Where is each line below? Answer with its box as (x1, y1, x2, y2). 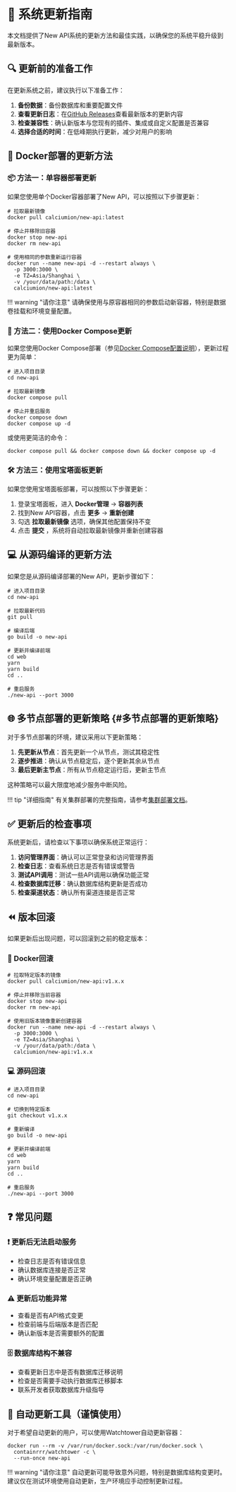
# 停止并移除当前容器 (7, 991, 61, 998)
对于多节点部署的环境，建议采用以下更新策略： (7, 733, 143, 741)
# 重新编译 (7, 1125, 35, 1132)
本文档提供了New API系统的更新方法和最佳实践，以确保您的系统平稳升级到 (7, 31, 224, 40)
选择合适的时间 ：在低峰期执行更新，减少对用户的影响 (17, 127, 173, 136)
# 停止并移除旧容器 (7, 227, 56, 235)
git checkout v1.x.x (7, 1112, 68, 1119)
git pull (7, 613, 33, 620)
